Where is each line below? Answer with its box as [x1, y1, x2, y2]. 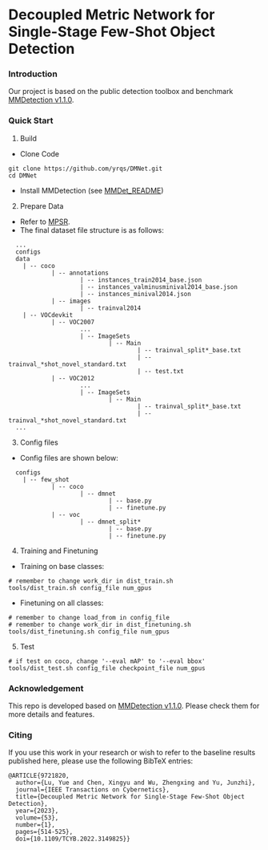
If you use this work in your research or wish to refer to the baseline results [8, 748, 256, 758]
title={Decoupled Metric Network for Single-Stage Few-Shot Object [15, 793, 246, 801]
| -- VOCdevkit [22, 311, 74, 319]
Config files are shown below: [19, 453, 118, 462]
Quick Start [8, 115, 54, 126]
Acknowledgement [8, 682, 84, 693]
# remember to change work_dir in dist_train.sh [8, 576, 174, 585]
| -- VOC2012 [50, 374, 94, 382]
